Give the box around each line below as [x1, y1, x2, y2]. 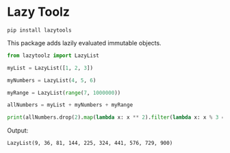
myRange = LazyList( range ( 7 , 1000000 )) [7, 89, 121, 96]
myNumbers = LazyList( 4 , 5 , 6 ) [7, 77, 97, 84]
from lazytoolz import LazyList [7, 52, 99, 59]
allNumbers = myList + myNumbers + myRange [7, 102, 133, 108]
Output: [7, 126, 29, 134]
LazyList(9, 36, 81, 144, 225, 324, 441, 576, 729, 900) [7, 140, 173, 147]
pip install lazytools [7, 27, 72, 34]
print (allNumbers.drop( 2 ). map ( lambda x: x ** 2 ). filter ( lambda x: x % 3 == [7, 114, 228, 121]
